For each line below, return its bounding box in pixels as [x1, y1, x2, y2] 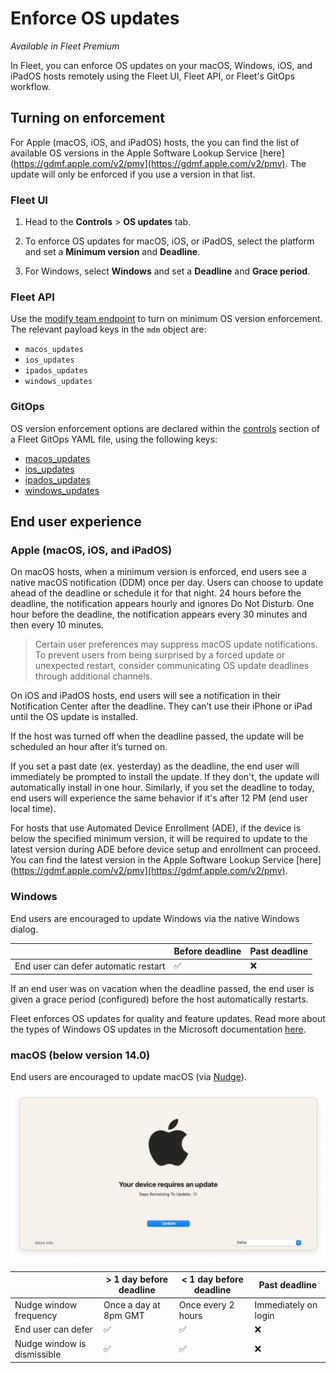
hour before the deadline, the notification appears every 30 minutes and [10, 608, 308, 621]
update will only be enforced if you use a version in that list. [10, 168, 256, 180]
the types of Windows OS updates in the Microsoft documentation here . [10, 1023, 307, 1035]
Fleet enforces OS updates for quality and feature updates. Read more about [10, 1012, 326, 1024]
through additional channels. [34, 670, 153, 682]
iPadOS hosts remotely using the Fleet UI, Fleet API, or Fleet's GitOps [10, 70, 296, 82]
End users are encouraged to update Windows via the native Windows [10, 912, 300, 924]
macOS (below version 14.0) [10, 1048, 151, 1062]
